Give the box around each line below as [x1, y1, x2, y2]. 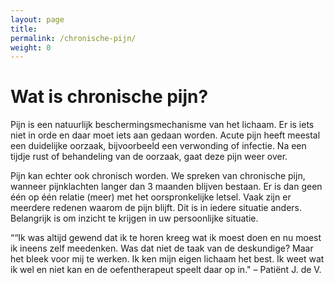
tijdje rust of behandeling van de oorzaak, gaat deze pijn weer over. [10, 151, 288, 163]
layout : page [10, 14, 65, 25]
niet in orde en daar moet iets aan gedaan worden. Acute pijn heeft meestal [10, 129, 321, 141]
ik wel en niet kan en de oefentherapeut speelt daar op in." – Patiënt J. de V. [10, 264, 322, 276]
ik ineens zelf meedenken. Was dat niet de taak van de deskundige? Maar [10, 242, 314, 255]
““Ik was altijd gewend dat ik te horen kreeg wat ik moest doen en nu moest [10, 232, 322, 244]
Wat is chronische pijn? [10, 86, 209, 108]
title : [10, 24, 38, 34]
